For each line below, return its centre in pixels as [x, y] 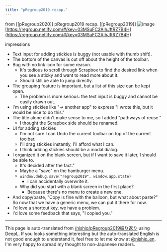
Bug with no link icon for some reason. [52, 64]
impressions [18, 44]
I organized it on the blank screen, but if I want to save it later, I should [84, 155]
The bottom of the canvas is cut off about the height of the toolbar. [81, 59]
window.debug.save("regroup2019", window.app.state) [76, 176]
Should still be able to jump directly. [56, 80]
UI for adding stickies [34, 128]
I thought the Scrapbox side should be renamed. [69, 123]
